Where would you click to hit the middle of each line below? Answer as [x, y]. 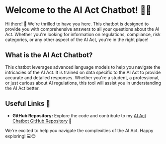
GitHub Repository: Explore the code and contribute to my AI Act [79, 115]
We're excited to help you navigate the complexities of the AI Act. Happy [79, 130]
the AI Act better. [22, 88]
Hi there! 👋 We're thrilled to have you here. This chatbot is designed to [77, 24]
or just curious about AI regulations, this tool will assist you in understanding [83, 83]
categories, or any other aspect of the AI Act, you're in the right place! [77, 40]
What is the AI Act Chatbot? [49, 55]
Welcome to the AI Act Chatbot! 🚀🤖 [78, 10]
